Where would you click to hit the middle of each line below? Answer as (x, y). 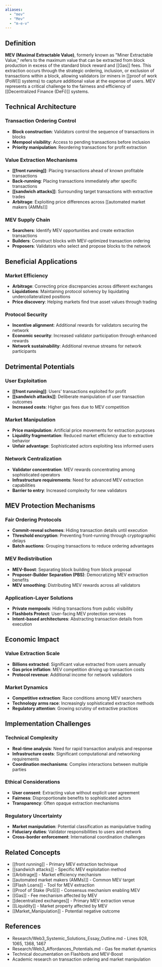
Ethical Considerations (32, 782)
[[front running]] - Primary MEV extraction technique (65, 864)
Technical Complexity (31, 738)
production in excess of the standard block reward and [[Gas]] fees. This (78, 65)
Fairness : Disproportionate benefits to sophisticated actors (71, 798)
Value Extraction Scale (32, 653)
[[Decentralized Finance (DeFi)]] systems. (47, 92)
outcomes (22, 402)
